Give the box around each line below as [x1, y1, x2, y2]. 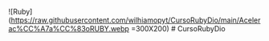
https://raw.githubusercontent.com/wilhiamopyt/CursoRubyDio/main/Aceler [10, 15, 261, 25]
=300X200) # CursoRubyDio [131, 24, 226, 33]
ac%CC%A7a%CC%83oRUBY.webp [8, 24, 130, 33]
